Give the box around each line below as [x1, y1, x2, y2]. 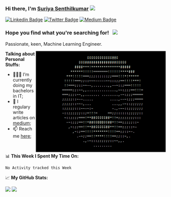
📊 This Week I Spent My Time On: [5, 153, 79, 159]
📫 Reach [12, 125, 33, 132]
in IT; [12, 93, 23, 99]
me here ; [12, 133, 32, 139]
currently [12, 77, 32, 83]
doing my [12, 82, 33, 88]
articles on [12, 114, 35, 120]
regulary [12, 104, 31, 110]
